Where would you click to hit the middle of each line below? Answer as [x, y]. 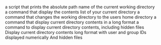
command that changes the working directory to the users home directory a [81, 17]
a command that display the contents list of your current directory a [72, 12]
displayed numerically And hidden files [44, 37]
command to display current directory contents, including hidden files [75, 27]
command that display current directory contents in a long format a [72, 22]
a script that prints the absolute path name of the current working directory [80, 7]
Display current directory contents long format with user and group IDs [76, 32]
